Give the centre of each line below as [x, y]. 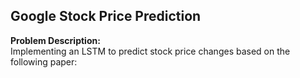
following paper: [44, 61]
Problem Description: [55, 40]
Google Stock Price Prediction [106, 16]
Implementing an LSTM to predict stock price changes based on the [150, 51]
